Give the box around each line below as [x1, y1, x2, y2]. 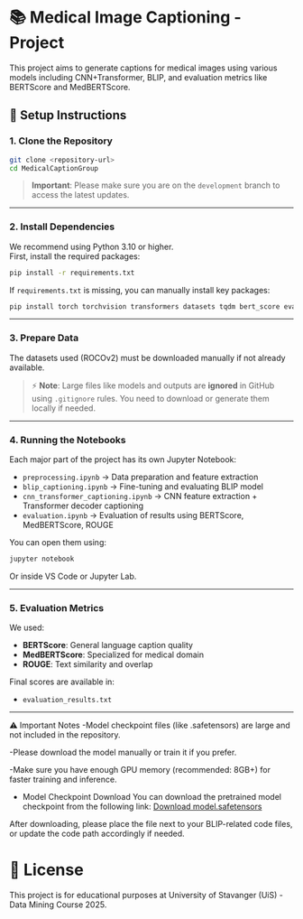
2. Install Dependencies [9, 220, 115, 233]
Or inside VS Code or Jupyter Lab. [9, 571, 137, 581]
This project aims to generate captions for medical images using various [9, 62, 278, 73]
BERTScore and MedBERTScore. [9, 81, 131, 92]
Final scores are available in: [9, 676, 115, 687]
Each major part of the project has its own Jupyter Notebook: [9, 454, 237, 465]
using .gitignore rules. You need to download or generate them [31, 393, 271, 404]
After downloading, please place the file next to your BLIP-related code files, [9, 819, 293, 830]
